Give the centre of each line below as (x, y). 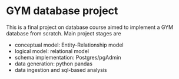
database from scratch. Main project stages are (64, 33)
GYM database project (62, 11)
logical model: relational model (52, 51)
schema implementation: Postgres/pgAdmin (68, 57)
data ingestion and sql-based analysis (61, 70)
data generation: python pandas (54, 64)
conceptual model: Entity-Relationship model (69, 45)
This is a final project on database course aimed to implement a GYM (90, 27)
